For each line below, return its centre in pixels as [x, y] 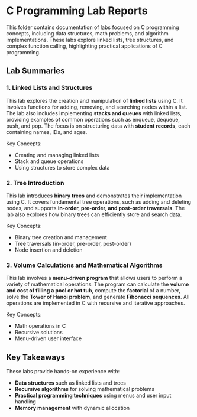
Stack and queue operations [49, 161]
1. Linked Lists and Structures [49, 88]
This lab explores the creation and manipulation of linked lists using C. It [94, 100]
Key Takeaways [36, 357]
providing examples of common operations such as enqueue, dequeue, [93, 119]
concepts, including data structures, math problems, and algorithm [87, 33]
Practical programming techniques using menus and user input [93, 395]
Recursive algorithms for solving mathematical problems [85, 389]
